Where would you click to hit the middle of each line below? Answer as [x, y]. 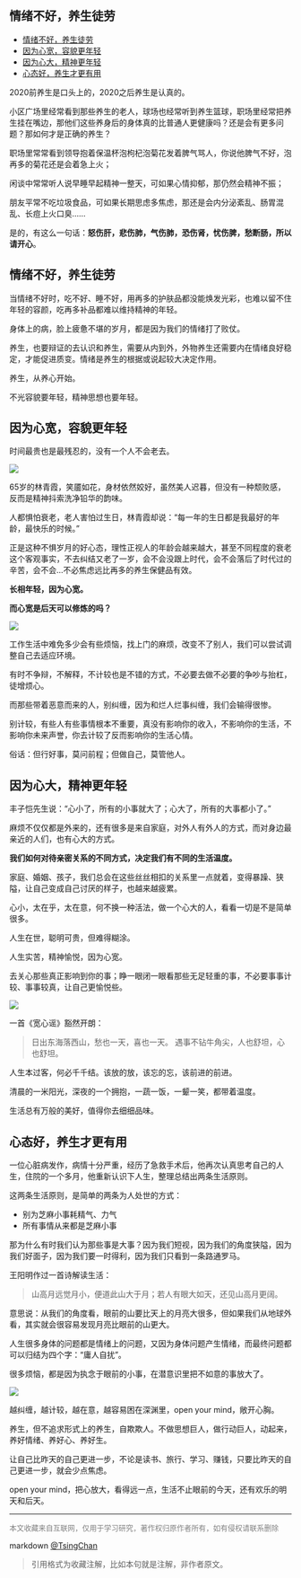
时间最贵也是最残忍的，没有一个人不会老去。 [92, 451]
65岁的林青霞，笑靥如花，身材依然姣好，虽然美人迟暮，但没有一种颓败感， [147, 487]
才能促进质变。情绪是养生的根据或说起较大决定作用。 [123, 358]
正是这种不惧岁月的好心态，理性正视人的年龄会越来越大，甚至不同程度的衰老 [150, 548]
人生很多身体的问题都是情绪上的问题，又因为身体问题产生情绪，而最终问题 [146, 1344]
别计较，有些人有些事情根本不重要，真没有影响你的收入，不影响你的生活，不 [150, 724]
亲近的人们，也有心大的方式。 [64, 839]
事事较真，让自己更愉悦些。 [76, 987]
